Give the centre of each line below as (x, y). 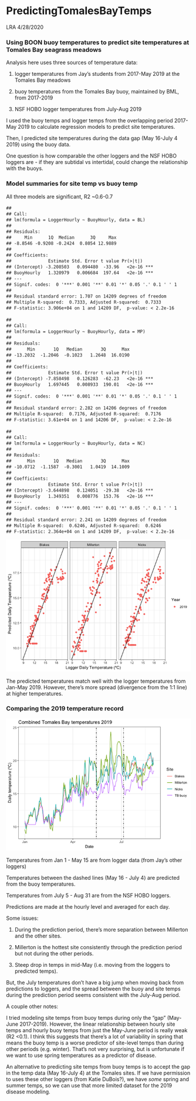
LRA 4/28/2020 (25, 27)
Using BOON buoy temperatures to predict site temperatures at (98, 42)
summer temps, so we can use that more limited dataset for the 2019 (89, 1085)
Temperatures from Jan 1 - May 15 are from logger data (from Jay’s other (94, 860)
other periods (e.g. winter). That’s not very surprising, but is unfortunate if (95, 1049)
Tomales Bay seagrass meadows (54, 49)
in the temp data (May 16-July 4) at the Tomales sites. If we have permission (98, 1073)
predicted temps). (36, 971)
